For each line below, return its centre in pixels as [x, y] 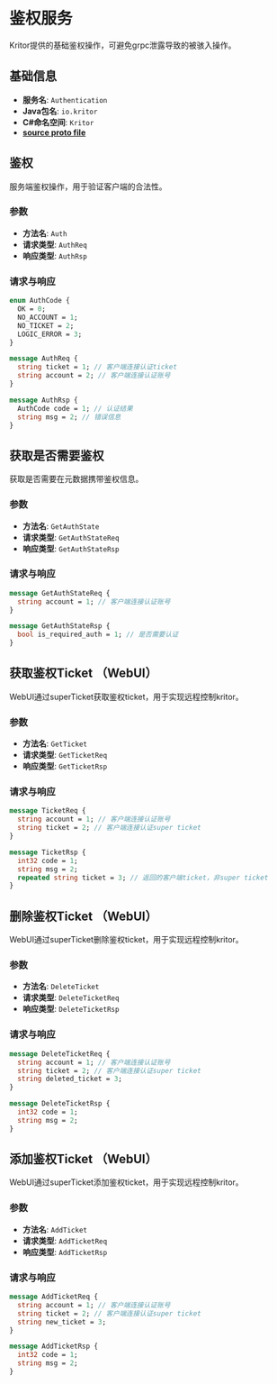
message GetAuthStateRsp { [60, 626]
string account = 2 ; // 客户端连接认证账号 [94, 376]
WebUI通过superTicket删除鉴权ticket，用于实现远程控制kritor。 [127, 940]
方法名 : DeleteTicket [61, 987]
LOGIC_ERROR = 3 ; [50, 334]
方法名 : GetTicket [55, 743]
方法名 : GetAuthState [61, 526]
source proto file [54, 132]
